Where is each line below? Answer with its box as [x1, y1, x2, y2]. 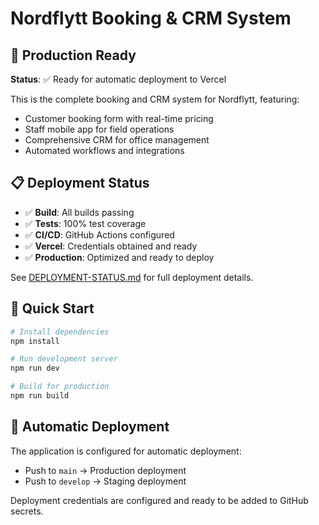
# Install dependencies [10, 327, 110, 337]
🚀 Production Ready [10, 47, 137, 64]
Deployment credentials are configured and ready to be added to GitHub [10, 494, 309, 506]
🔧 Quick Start [10, 300, 95, 317]
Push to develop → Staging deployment [24, 475, 187, 487]
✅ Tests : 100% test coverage [24, 217, 147, 229]
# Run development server [10, 354, 118, 364]
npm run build [10, 391, 70, 401]
